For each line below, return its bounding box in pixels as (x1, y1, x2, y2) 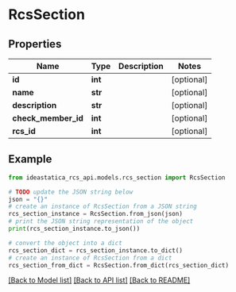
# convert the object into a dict (8, 239, 123, 247)
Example (8, 152, 52, 166)
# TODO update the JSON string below (8, 188, 133, 196)
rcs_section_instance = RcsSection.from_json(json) (8, 210, 183, 218)
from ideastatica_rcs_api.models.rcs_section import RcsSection (8, 173, 226, 182)
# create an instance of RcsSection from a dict (8, 254, 172, 262)
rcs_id (12, 125, 36, 136)
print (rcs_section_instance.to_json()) (8, 225, 141, 233)
